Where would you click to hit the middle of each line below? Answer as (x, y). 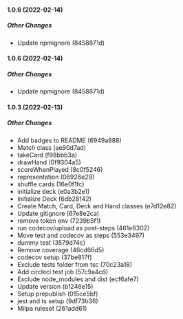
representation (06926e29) (56, 177)
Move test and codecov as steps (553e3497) (81, 235)
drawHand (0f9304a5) (49, 162)
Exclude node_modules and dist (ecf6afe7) (78, 279)
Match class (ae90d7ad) (51, 147)
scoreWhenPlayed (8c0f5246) (60, 169)
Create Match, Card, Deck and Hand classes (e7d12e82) (97, 206)
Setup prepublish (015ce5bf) (57, 294)
